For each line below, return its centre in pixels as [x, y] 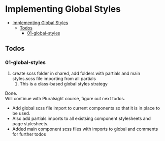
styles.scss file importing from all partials [54, 78]
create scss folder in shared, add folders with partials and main [76, 73]
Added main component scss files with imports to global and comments [85, 129]
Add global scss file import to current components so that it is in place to [86, 108]
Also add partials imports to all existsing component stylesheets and [82, 118]
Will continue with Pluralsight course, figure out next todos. [65, 98]
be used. [21, 113]
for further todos [29, 134]
